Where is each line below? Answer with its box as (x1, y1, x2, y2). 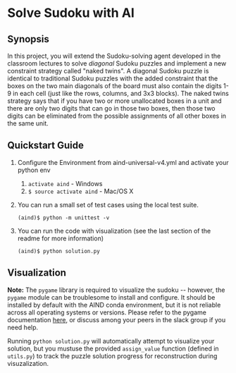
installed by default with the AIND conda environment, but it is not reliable (7, 300, 221, 309)
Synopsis (7, 33, 49, 45)
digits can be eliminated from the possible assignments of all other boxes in (7, 111, 227, 120)
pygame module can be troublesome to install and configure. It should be (7, 293, 216, 301)
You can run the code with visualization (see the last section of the (17, 226, 211, 235)
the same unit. (7, 119, 49, 128)
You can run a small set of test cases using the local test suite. (17, 200, 199, 209)
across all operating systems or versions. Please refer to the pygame (7, 308, 206, 317)
